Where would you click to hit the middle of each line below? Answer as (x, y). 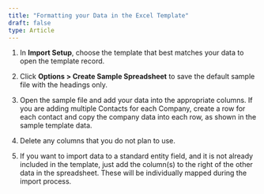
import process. (45, 181)
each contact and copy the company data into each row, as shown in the (138, 117)
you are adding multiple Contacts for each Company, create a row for (132, 108)
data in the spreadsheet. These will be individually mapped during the (133, 173)
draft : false (30, 23)
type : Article (32, 30)
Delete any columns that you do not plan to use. (98, 141)
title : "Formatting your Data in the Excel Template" (99, 15)
